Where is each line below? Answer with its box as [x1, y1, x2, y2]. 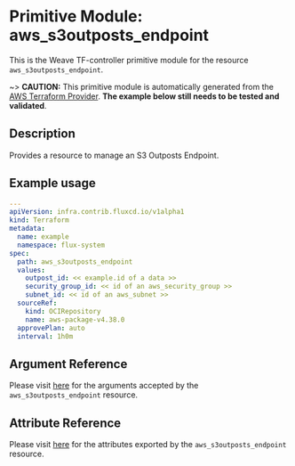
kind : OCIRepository [25, 307, 101, 315]
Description [9, 127, 76, 142]
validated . [9, 100, 47, 110]
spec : [9, 249, 29, 258]
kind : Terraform [9, 216, 69, 225]
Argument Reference [9, 356, 128, 372]
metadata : [9, 225, 46, 233]
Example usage [9, 176, 96, 191]
